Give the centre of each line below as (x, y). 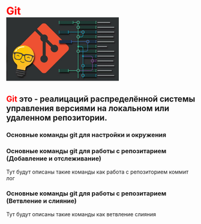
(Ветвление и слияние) (41, 201)
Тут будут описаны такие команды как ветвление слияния (81, 214)
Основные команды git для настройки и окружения (86, 135)
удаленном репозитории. (57, 118)
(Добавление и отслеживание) (54, 159)
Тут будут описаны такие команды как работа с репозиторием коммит (97, 172)
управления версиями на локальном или (88, 108)
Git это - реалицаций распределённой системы (101, 99)
